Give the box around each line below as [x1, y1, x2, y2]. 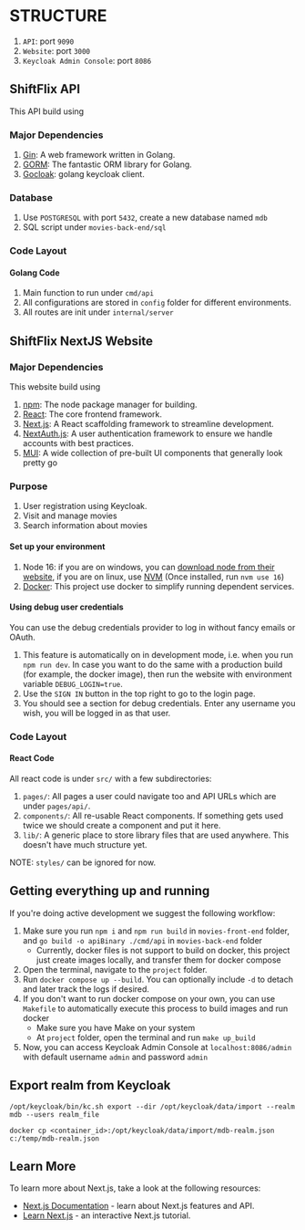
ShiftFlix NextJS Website [9, 333, 153, 349]
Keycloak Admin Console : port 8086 [22, 55, 152, 66]
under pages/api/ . [22, 800, 91, 811]
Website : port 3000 [22, 45, 91, 56]
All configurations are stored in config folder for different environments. [22, 297, 291, 308]
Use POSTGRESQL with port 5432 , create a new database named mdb [22, 212, 269, 224]
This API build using [9, 106, 85, 117]
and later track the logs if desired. [22, 983, 150, 995]
